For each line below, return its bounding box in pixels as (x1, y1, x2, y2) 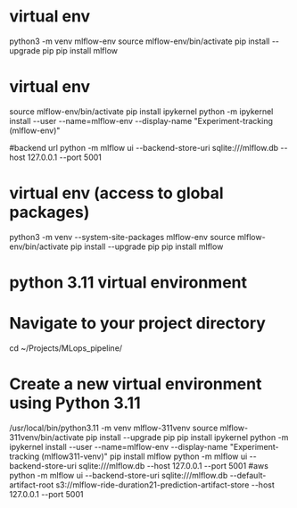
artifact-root (9, 479, 54, 490)
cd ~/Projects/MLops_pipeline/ (9, 342, 123, 354)
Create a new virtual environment (9, 374, 262, 395)
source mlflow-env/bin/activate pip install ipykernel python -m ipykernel (9, 105, 274, 117)
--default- (229, 470, 267, 480)
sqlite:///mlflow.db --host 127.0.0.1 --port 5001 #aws (78, 460, 269, 471)
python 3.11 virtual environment (9, 272, 248, 292)
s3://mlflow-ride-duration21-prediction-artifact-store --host (55, 479, 275, 490)
